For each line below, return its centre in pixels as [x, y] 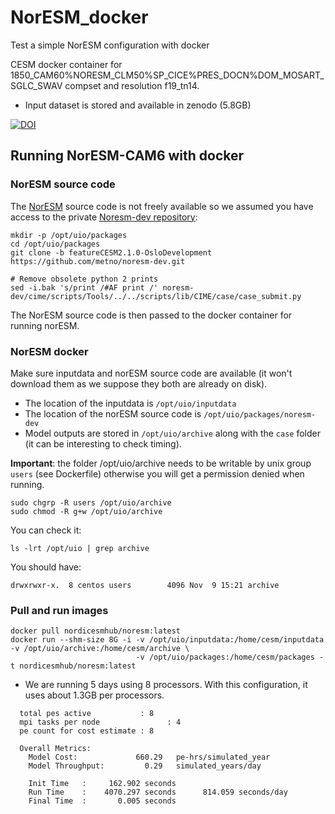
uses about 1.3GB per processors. [94, 695]
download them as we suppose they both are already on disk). [139, 383]
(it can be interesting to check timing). [103, 443]
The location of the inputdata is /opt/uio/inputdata [130, 403]
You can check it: [46, 530]
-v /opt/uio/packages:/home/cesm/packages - [230, 657]
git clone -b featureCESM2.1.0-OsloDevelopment [111, 252]
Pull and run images [59, 610]
